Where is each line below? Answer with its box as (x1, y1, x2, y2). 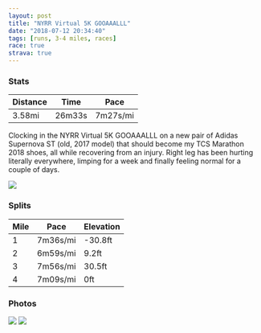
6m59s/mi (37, 247, 76, 258)
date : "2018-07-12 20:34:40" (8, 27, 106, 35)
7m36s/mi (37, 234, 76, 245)
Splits (8, 200, 31, 212)
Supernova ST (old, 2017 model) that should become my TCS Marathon (8, 139, 245, 149)
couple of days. (8, 165, 60, 175)
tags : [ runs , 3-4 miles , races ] (8, 34, 116, 43)
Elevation (84, 220, 120, 232)
